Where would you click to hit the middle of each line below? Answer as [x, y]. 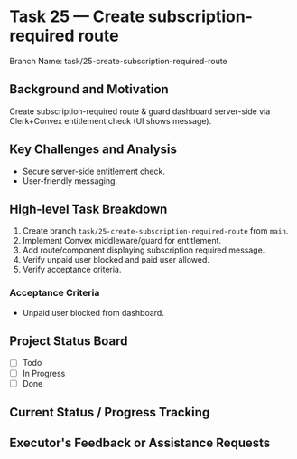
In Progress [44, 373]
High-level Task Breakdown [88, 209]
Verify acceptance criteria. [72, 270]
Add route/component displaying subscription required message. [144, 250]
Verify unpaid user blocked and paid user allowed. [116, 260]
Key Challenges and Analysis [93, 150]
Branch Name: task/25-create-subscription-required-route [118, 61]
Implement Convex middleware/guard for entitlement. [122, 241]
